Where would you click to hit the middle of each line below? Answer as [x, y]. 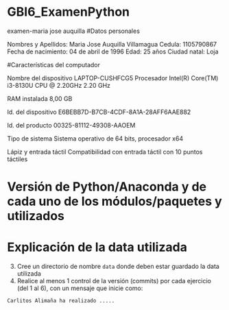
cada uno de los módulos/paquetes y [115, 201]
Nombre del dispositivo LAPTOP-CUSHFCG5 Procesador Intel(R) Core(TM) [113, 78]
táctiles [17, 159]
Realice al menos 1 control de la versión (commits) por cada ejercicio [114, 281]
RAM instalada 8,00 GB [40, 98]
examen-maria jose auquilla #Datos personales [74, 31]
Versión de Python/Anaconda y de [107, 187]
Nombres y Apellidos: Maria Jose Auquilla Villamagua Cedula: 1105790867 [112, 44]
